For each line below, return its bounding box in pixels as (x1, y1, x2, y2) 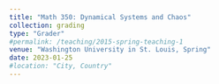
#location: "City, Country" (9, 62, 113, 71)
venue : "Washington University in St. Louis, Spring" (9, 45, 212, 54)
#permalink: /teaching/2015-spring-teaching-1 (9, 37, 184, 46)
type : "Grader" (9, 29, 65, 38)
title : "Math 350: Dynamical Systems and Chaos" (9, 12, 192, 22)
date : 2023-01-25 (9, 53, 73, 62)
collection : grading (9, 21, 86, 30)
